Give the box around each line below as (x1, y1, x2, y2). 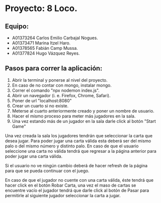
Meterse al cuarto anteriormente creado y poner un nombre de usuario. (12, 108, 155, 114)
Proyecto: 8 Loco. (5, 3, 78, 14)
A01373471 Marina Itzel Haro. (12, 40, 71, 46)
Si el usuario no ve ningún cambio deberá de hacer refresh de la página (5, 162, 148, 168)
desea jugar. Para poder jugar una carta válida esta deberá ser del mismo (5, 138, 151, 144)
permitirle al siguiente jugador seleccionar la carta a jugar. (5, 192, 121, 198)
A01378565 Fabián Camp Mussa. (12, 45, 78, 51)
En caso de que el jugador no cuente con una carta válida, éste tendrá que (5, 177, 154, 183)
